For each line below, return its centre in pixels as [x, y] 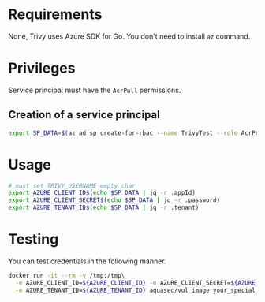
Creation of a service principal [84, 115]
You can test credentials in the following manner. [88, 261]
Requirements [55, 15]
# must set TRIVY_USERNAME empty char [72, 186]
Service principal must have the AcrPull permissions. [95, 90]
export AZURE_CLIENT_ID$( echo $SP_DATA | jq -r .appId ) [102, 193]
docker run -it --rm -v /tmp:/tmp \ [67, 275]
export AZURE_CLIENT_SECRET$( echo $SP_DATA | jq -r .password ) [114, 200]
